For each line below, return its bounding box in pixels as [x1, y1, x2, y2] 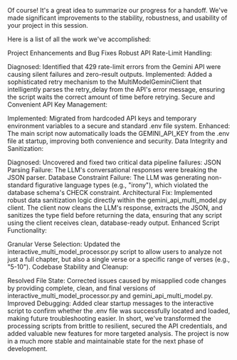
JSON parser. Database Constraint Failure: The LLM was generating [7, 174, 206, 181]
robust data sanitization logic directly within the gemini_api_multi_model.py [7, 196, 227, 204]
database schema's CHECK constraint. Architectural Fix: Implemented [7, 189, 213, 196]
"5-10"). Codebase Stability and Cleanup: [7, 263, 129, 271]
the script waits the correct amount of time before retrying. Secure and [7, 92, 216, 101]
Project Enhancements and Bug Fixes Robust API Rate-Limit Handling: [7, 49, 212, 57]
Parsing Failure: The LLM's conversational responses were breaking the [7, 166, 218, 174]
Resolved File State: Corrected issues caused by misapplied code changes [7, 277, 226, 285]
